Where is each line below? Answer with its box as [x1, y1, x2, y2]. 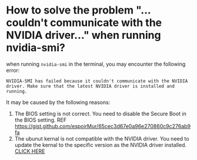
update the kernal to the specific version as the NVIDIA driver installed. [14, 141, 187, 148]
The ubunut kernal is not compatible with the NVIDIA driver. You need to [14, 135, 189, 142]
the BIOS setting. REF [14, 116, 66, 124]
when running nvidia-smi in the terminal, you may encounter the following [6, 60, 186, 68]
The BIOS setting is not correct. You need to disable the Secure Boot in [14, 110, 187, 117]
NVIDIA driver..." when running [6, 29, 161, 42]
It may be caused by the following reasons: [6, 98, 111, 106]
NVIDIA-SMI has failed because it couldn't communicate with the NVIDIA [6, 78, 188, 84]
